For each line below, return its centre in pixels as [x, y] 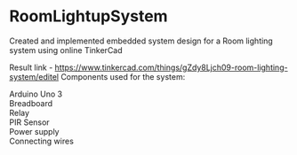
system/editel [34, 76]
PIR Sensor [30, 122]
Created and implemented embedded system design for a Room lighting [141, 41]
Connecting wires [41, 141]
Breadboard [31, 103]
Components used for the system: [123, 76]
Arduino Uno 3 [36, 94]
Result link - [31, 67]
